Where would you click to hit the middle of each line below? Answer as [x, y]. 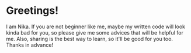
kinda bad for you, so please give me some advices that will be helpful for [95, 32]
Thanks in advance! [30, 45]
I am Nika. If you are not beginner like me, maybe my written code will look [96, 26]
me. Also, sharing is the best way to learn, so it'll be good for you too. [90, 39]
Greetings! [32, 11]
